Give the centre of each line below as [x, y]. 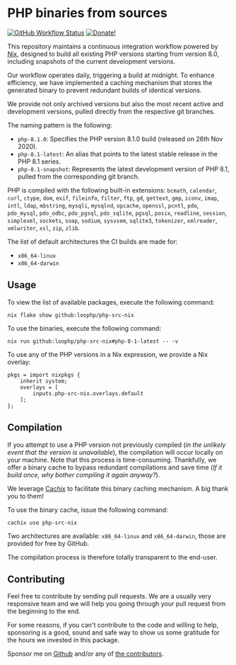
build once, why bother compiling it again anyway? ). [84, 474]
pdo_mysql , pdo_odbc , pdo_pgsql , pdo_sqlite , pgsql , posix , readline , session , [117, 212]
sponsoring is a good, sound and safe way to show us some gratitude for [114, 632]
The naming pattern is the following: [60, 125]
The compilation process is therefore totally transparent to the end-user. [112, 557]
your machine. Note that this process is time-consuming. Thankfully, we [112, 460]
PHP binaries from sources [87, 13]
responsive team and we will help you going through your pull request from [117, 604]
